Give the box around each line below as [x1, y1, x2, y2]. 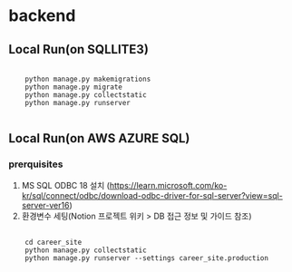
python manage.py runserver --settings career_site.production [24, 253, 269, 263]
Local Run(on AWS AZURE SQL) [8, 131, 190, 146]
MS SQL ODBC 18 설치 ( [21, 180, 111, 190]
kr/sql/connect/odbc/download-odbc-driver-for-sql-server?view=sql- [21, 189, 283, 200]
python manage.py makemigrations [24, 74, 151, 83]
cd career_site [24, 238, 83, 247]
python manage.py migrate [24, 83, 123, 92]
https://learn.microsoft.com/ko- [109, 180, 228, 190]
